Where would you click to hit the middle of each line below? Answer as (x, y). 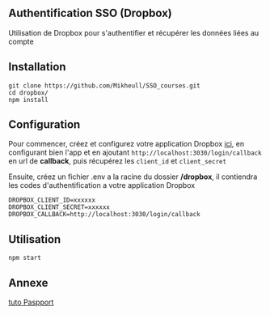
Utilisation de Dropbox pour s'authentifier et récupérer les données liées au (134, 32)
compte (21, 41)
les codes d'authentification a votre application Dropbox (102, 185)
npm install (28, 100)
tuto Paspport (31, 302)
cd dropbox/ (28, 92)
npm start (25, 258)
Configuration (44, 125)
